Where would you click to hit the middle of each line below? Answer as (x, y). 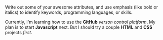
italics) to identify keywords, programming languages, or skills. (69, 12)
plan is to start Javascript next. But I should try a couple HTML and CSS (79, 27)
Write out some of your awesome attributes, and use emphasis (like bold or (81, 7)
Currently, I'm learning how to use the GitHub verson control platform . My (80, 22)
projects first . (19, 32)
